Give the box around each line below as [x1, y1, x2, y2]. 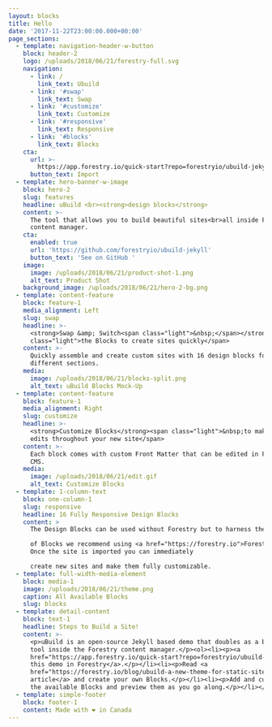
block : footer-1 [23, 698, 79, 707]
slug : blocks [23, 600, 67, 608]
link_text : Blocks [37, 140, 100, 149]
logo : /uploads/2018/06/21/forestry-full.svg [23, 58, 180, 66]
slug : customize [23, 412, 79, 421]
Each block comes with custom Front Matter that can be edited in [29, 450, 259, 458]
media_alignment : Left [23, 306, 100, 314]
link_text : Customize [37, 110, 111, 119]
